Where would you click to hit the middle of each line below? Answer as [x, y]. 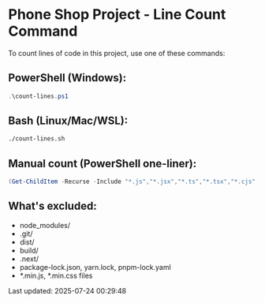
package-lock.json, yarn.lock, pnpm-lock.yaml [95, 267]
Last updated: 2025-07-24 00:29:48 [67, 290]
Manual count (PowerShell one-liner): [103, 163]
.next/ [29, 259]
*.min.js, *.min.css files [56, 275]
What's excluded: [52, 206]
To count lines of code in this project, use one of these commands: [117, 53]
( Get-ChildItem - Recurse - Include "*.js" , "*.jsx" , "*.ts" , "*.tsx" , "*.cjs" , [134, 182]
